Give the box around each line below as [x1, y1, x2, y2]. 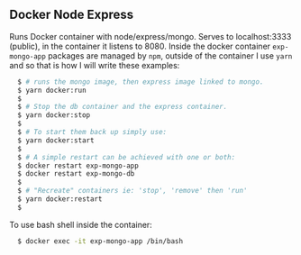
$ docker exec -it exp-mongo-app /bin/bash [17, 236, 183, 246]
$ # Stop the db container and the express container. [17, 103, 228, 112]
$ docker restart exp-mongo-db [17, 169, 135, 178]
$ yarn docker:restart [17, 195, 103, 204]
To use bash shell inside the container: [9, 219, 153, 230]
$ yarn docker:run [17, 86, 87, 95]
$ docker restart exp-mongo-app [17, 161, 140, 170]
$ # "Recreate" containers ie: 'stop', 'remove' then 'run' [17, 187, 248, 196]
